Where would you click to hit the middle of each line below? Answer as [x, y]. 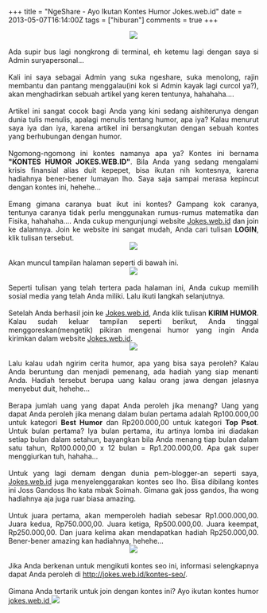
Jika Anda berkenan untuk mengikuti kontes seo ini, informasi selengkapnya [133, 566]
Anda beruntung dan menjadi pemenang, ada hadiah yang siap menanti [133, 372]
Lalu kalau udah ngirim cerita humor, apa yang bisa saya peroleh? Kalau [133, 363]
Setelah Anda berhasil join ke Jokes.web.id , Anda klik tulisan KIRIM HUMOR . [133, 313]
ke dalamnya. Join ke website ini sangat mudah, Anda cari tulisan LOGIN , [133, 229]
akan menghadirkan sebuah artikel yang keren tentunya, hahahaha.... [121, 94]
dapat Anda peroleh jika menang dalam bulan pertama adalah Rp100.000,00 [133, 414]
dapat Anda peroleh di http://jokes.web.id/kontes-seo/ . [98, 574]
